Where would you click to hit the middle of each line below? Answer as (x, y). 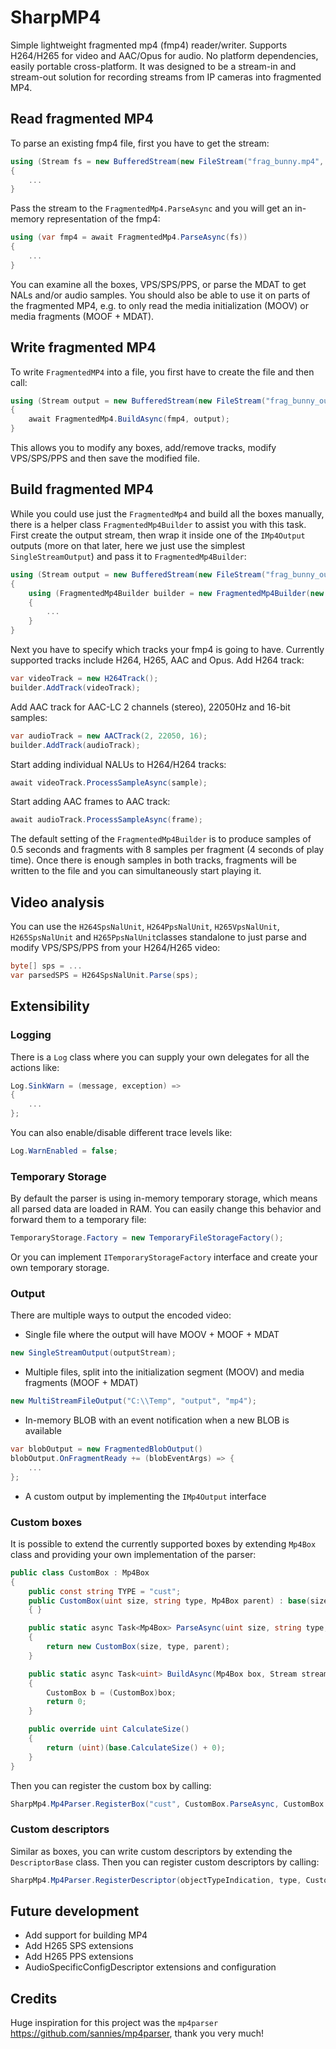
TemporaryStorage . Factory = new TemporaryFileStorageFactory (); (147, 1238)
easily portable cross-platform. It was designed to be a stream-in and (153, 66)
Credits (34, 1998)
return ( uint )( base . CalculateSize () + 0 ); (136, 1747)
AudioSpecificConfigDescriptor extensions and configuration (150, 1967)
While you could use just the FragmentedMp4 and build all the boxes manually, (167, 513)
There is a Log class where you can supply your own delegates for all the (160, 1057)
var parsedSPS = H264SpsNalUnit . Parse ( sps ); (104, 975)
